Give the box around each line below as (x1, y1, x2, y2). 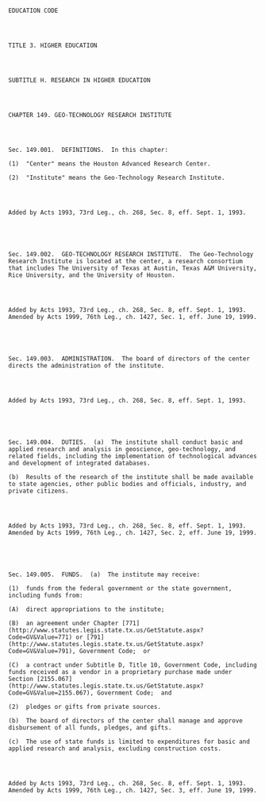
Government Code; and (96, 689, 172, 697)
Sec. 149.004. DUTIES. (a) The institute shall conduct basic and (8, 438, 244, 446)
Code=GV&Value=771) (8, 633, 73, 641)
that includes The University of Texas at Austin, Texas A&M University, (8, 264, 258, 272)
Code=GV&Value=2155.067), (8, 689, 94, 697)
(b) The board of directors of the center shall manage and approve (8, 717, 244, 725)
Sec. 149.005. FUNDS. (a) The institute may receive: (8, 570, 201, 578)
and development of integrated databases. (8, 459, 151, 467)
